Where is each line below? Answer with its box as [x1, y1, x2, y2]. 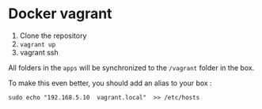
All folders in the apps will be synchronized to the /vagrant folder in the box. [8, 62, 255, 72]
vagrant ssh [19, 47, 59, 57]
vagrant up [19, 40, 56, 48]
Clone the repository [19, 31, 87, 40]
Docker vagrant [8, 5, 112, 23]
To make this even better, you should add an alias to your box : [8, 78, 212, 88]
